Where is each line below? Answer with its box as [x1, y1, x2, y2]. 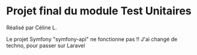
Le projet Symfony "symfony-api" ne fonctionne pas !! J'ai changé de [6, 35, 178, 42]
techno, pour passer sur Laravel [6, 42, 85, 49]
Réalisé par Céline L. [6, 24, 57, 31]
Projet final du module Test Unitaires [6, 4, 192, 18]
